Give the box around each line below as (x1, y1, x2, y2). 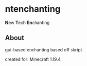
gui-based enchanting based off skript (5, 46, 82, 52)
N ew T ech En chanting (5, 20, 50, 25)
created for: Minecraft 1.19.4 (5, 56, 61, 62)
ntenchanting (5, 3, 61, 15)
